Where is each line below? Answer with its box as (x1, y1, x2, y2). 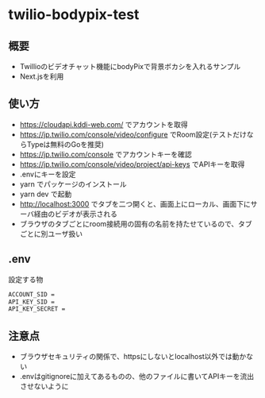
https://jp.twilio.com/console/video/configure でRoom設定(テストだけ (19, 129, 248, 139)
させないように (19, 381, 69, 391)
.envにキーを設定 (19, 169, 76, 179)
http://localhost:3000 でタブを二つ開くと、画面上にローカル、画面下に (19, 199, 252, 208)
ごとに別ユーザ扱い (19, 229, 83, 238)
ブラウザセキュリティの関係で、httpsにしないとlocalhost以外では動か (19, 352, 247, 361)
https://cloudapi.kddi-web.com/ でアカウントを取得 (19, 119, 188, 129)
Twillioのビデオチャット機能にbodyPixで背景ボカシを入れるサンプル (19, 62, 241, 71)
